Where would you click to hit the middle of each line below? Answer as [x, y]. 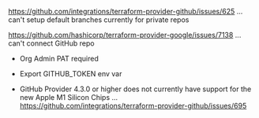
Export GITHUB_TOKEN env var [71, 74]
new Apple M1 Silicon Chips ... [69, 97]
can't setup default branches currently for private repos [99, 20]
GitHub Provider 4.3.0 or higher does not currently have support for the [135, 89]
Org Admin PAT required [59, 59]
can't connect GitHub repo [51, 43]
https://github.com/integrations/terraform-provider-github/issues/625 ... [126, 11]
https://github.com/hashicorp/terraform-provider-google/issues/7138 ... [125, 35]
